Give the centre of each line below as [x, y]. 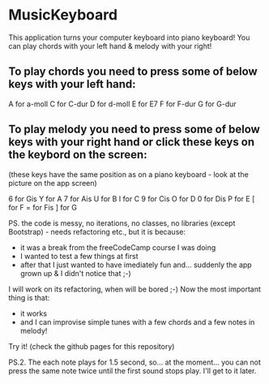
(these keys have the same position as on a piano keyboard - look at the [128, 174]
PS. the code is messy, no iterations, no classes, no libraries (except [122, 223]
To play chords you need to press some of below [133, 72]
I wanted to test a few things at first [79, 256]
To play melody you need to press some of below [134, 129]
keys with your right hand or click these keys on [132, 142]
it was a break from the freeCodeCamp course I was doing [118, 247]
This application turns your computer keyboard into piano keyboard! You [129, 37]
